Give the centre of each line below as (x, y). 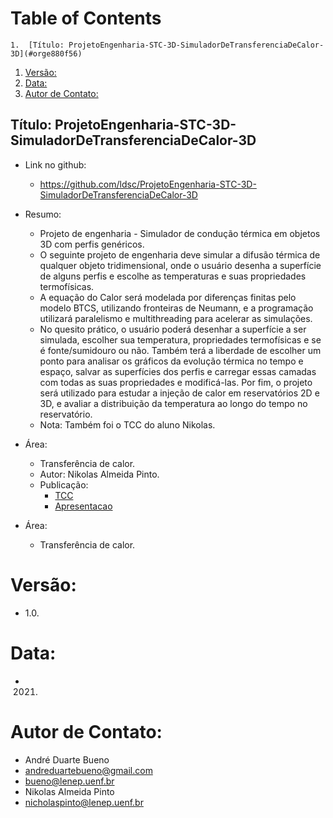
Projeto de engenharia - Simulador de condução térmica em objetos (180, 233)
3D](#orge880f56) (46, 53)
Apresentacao (83, 506)
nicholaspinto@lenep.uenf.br (84, 802)
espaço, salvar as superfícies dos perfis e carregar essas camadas (178, 371)
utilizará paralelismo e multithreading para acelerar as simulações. (176, 318)
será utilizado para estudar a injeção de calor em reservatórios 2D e (179, 393)
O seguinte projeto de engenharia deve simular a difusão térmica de (180, 254)
